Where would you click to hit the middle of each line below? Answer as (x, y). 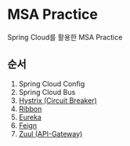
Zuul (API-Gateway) (51, 133)
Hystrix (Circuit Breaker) (58, 100)
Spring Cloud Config (52, 83)
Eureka (30, 117)
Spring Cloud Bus (47, 92)
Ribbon (30, 108)
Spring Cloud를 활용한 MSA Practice (65, 37)
